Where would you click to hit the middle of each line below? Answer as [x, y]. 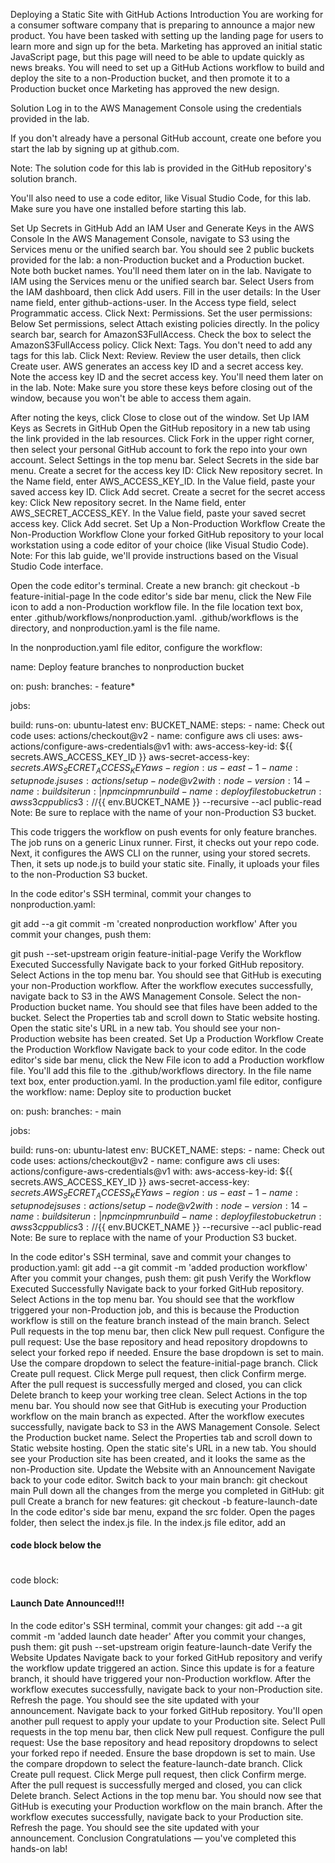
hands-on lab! [39, 1848]
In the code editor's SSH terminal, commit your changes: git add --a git [156, 1625]
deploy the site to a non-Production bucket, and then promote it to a [150, 78]
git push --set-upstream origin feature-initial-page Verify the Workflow [156, 953]
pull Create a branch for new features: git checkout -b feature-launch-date [164, 1501]
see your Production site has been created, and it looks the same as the [158, 1458]
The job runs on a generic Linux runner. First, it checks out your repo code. [165, 842]
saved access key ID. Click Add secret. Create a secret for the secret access [168, 492]
